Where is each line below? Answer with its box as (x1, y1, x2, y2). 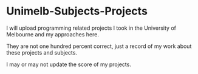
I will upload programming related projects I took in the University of (6, 24, 176, 32)
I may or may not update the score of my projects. (6, 61, 132, 68)
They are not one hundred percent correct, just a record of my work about (6, 42, 192, 50)
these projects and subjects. (6, 49, 78, 56)
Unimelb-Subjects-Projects (6, 4, 148, 18)
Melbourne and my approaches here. (6, 30, 99, 38)
